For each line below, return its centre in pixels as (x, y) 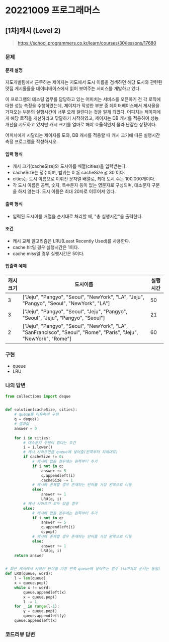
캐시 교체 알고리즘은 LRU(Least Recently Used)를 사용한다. (71, 241)
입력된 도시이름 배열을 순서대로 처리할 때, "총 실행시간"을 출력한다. (78, 216)
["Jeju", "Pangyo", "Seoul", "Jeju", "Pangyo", (75, 311)
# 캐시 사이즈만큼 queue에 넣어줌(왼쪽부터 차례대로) (71, 452)
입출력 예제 (16, 266)
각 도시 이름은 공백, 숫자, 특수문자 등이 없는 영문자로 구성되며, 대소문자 (81, 185)
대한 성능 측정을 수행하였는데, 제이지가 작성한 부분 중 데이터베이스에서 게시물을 (82, 106)
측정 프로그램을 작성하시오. (31, 141)
